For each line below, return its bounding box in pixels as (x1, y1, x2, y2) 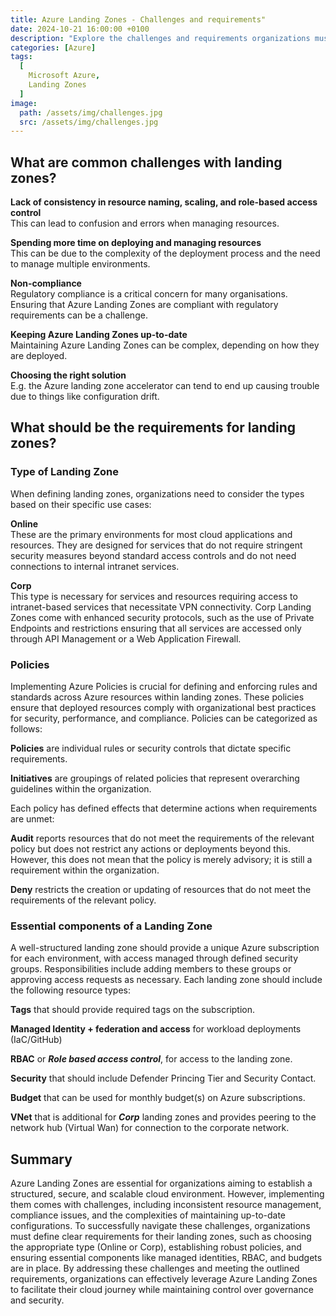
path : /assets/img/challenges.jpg (19, 107, 163, 118)
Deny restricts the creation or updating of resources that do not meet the (10, 884, 312, 896)
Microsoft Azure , (28, 71, 101, 81)
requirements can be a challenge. (10, 309, 148, 321)
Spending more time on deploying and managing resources (10, 237, 262, 249)
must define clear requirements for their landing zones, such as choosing (10, 1231, 312, 1243)
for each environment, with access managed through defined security (10, 952, 299, 965)
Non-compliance (10, 277, 82, 290)
